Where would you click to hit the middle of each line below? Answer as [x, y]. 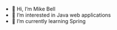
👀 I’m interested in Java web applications [61, 15]
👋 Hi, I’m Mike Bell [34, 9]
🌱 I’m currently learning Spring [49, 21]
